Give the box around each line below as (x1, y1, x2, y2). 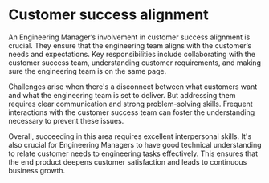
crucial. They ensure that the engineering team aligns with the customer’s (8, 40, 251, 50)
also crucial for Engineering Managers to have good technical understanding (8, 140, 263, 149)
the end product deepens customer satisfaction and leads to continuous (8, 157, 247, 166)
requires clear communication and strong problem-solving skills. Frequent (8, 99, 253, 108)
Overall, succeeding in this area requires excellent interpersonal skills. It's (8, 131, 252, 141)
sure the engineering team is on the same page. (8, 66, 167, 75)
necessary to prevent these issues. (8, 116, 124, 125)
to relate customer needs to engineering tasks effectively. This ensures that (8, 148, 259, 158)
